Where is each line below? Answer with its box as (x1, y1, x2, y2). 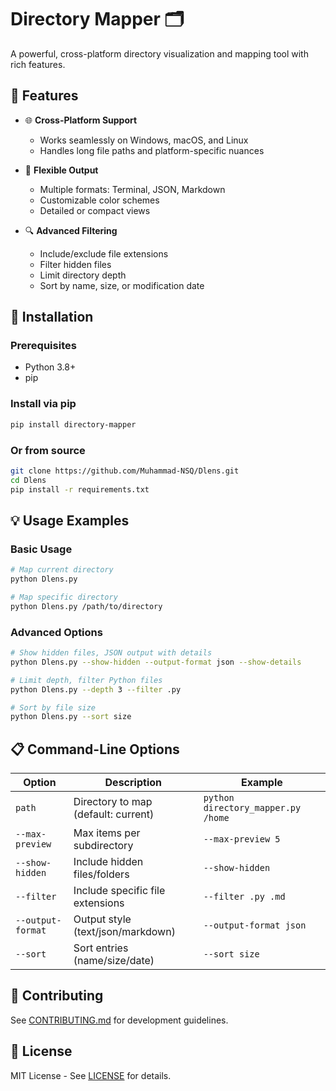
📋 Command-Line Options (10, 741, 180, 758)
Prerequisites (10, 339, 77, 353)
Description (104, 776, 162, 790)
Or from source (10, 443, 86, 457)
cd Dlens (10, 475, 47, 485)
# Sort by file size (10, 702, 97, 713)
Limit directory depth (39, 269, 127, 281)
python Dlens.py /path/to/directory (10, 601, 163, 611)
